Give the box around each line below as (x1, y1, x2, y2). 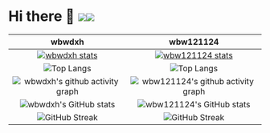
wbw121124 (168, 36, 219, 47)
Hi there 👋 (8, 7, 75, 26)
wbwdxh (51, 36, 84, 47)
